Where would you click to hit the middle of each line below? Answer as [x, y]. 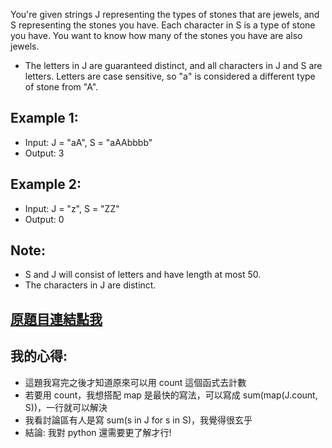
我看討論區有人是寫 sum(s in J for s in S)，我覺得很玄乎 [138, 420]
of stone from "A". [61, 87]
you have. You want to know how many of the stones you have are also [156, 35]
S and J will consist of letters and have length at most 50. [143, 275]
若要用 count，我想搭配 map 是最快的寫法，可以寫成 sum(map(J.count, [171, 395]
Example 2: [46, 184]
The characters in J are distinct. [90, 285]
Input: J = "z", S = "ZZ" [72, 208]
